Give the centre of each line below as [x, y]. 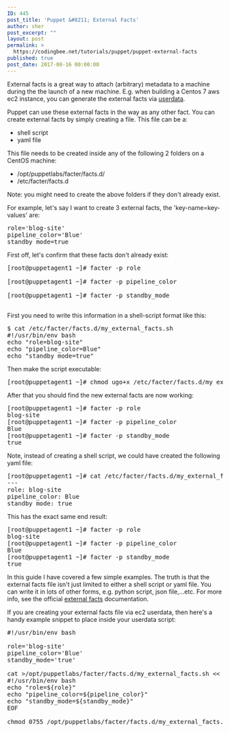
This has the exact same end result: [57, 516]
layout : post [26, 39]
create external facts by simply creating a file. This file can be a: [98, 119]
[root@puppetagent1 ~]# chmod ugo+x [68, 382]
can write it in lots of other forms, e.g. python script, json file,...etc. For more [115, 592]
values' [17, 215]
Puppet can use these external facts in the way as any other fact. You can [111, 112]
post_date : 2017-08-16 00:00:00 [53, 65]
